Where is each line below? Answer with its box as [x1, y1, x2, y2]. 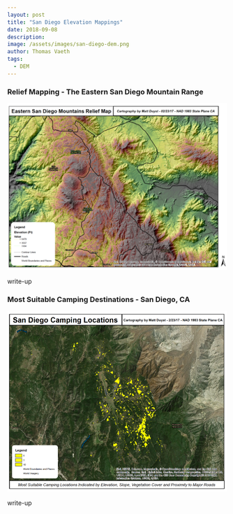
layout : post [7, 11, 45, 18]
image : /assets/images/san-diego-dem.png [7, 41, 130, 48]
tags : [7, 56, 23, 63]
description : [7, 34, 45, 41]
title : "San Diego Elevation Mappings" [7, 18, 123, 26]
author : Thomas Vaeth [7, 48, 70, 55]
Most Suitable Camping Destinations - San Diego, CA [7, 294, 190, 304]
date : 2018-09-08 [7, 26, 58, 33]
